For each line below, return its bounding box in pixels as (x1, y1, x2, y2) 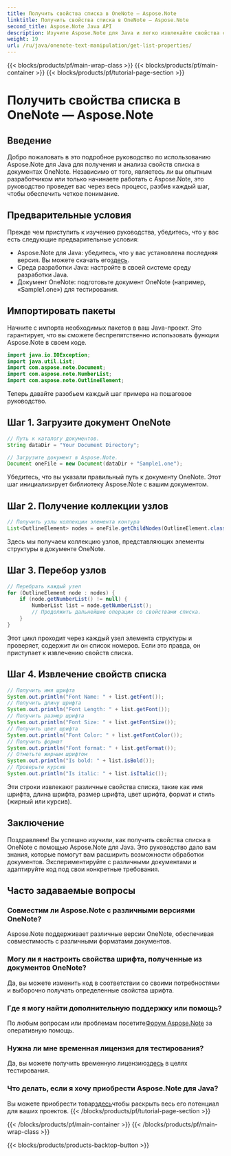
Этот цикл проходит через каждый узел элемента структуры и (7, 634, 192, 642)
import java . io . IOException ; (7, 351, 91, 359)
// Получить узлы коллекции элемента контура (7, 519, 140, 526)
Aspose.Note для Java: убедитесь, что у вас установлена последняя (16, 248, 219, 257)
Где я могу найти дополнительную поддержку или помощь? (7, 1003, 222, 1013)
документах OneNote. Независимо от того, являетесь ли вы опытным (7, 168, 212, 176)
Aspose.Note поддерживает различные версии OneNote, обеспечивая (7, 930, 214, 938)
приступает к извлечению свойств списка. (7, 648, 133, 657)
